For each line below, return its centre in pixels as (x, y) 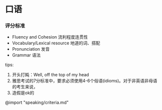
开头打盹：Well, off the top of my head (50, 75)
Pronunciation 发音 (31, 49)
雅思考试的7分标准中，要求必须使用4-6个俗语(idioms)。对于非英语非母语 (85, 81)
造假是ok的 (23, 93)
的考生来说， (25, 87)
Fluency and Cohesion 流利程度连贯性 (50, 37)
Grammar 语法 (26, 55)
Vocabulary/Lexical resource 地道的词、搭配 (56, 43)
